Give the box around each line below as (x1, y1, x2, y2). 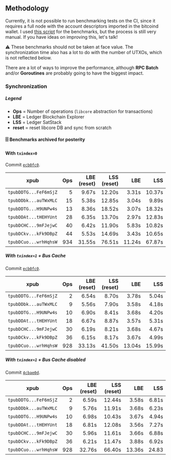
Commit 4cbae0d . (5, 370, 41, 376)
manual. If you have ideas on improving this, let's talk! (5, 34, 118, 40)
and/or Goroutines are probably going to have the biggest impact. (5, 70, 144, 76)
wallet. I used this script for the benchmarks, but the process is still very (5, 28, 157, 35)
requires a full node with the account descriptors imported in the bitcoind (5, 23, 159, 29)
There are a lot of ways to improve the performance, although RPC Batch (5, 64, 159, 70)
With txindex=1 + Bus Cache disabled (5, 357, 85, 363)
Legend (5, 95, 22, 102)
